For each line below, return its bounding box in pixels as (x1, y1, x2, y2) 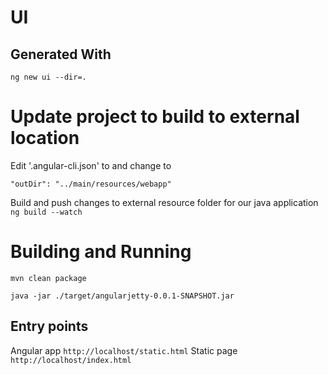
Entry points (10, 318, 89, 335)
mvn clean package (10, 273, 87, 283)
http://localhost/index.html (10, 355, 132, 365)
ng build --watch (10, 207, 83, 217)
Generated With (10, 46, 112, 63)
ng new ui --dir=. (10, 72, 87, 82)
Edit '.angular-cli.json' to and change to (10, 159, 172, 171)
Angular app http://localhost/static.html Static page (10, 344, 238, 356)
